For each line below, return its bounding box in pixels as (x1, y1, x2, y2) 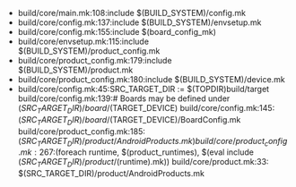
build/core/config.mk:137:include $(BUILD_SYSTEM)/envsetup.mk (17, 17, 262, 28)
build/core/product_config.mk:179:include (17, 55, 172, 65)
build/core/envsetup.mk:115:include (17, 36, 150, 47)
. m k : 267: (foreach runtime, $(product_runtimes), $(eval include (17, 147, 254, 157)
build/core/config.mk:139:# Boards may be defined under (17, 93, 231, 104)
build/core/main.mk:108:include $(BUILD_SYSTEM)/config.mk (17, 8, 247, 18)
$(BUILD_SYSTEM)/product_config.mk (17, 46, 161, 56)
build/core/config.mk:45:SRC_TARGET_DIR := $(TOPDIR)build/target (17, 84, 270, 94)
